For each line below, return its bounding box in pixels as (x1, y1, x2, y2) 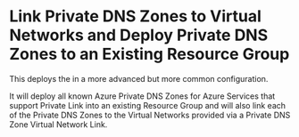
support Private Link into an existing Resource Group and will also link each (9, 100, 287, 110)
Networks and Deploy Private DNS (9, 25, 269, 45)
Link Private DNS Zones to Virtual (9, 6, 262, 27)
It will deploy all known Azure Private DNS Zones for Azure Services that (9, 91, 276, 101)
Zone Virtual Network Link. (9, 118, 108, 130)
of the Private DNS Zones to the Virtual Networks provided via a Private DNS (9, 109, 291, 120)
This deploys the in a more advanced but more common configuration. (9, 73, 269, 84)
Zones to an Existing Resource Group (9, 44, 290, 64)
